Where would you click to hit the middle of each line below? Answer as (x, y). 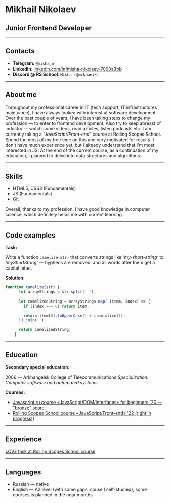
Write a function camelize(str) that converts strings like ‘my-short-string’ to (84, 257)
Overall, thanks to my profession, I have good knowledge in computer (78, 209)
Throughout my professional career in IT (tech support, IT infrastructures (81, 107)
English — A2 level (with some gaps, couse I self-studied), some (80, 490)
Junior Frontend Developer (49, 28)
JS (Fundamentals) (32, 194)
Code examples (30, 235)
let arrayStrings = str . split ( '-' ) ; (57, 292)
